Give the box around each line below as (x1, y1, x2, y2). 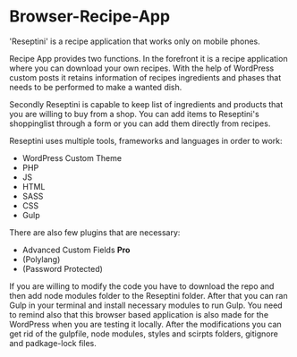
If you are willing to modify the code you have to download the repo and (9, 280, 275, 292)
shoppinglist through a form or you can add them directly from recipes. (9, 118, 271, 129)
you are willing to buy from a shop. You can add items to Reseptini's (9, 108, 259, 119)
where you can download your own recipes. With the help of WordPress (9, 63, 275, 73)
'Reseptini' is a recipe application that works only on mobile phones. (9, 36, 261, 47)
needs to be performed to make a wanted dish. (9, 81, 182, 92)
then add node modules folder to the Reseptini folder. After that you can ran (9, 290, 288, 301)
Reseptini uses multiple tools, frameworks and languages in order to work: (9, 135, 284, 146)
